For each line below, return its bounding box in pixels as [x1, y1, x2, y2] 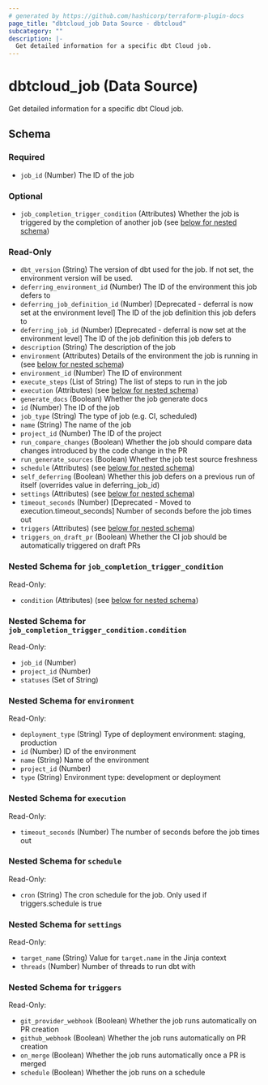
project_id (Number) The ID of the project [19, 428, 162, 438]
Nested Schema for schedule [8, 855, 122, 867]
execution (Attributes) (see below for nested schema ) [19, 385, 199, 395]
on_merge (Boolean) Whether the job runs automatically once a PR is [19, 1050, 246, 1060]
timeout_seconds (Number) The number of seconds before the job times [19, 827, 261, 837]
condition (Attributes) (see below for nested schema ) [19, 595, 199, 605]
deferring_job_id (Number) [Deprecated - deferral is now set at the [19, 325, 247, 335]
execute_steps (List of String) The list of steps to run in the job [19, 377, 228, 386]
